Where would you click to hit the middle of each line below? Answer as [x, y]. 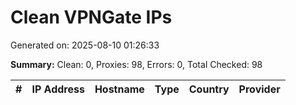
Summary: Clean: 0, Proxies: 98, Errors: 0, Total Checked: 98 [136, 64]
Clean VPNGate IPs [91, 17]
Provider [259, 89]
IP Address [58, 89]
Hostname [119, 89]
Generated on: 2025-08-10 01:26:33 [85, 45]
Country [209, 89]
